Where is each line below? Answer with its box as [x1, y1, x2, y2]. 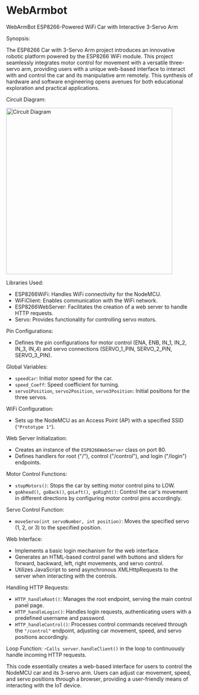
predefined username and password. [14, 614, 106, 621]
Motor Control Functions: [6, 470, 67, 477]
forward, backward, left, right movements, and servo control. [14, 559, 164, 566]
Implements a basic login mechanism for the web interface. [14, 547, 160, 554]
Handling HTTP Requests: [6, 584, 70, 591]
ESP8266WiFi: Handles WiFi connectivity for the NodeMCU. [14, 290, 162, 298]
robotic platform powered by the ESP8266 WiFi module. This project [6, 52, 173, 60]
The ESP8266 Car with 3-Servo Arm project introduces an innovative [6, 46, 175, 54]
